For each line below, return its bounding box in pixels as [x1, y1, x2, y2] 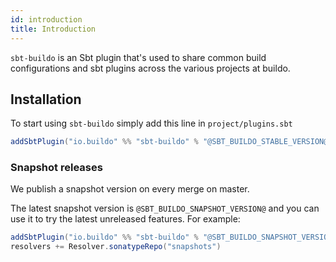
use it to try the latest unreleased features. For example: [10, 213, 241, 225]
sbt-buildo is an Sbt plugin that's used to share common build [10, 51, 267, 63]
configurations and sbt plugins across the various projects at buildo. [10, 62, 291, 74]
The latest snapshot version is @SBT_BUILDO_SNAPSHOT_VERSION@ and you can [10, 202, 320, 215]
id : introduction [10, 14, 83, 25]
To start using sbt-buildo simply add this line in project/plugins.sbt [10, 117, 293, 130]
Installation [10, 91, 82, 108]
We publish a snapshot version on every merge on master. [10, 183, 250, 195]
